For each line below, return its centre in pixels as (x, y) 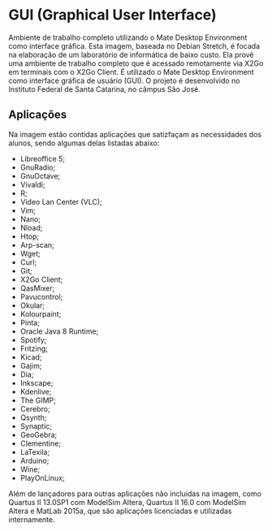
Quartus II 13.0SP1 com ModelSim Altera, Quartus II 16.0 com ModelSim (127, 502)
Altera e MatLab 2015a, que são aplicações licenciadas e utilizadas (121, 511)
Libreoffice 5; (43, 158)
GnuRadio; (38, 167)
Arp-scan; (37, 244)
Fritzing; (34, 348)
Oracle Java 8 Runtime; (59, 331)
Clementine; (40, 443)
